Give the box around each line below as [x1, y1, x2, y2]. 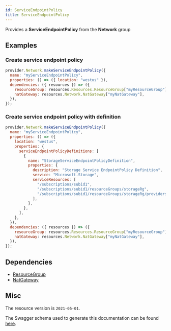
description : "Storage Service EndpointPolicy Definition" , [32, 168, 163, 173]
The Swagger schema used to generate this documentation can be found [5, 315, 159, 321]
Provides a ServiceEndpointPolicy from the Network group [5, 26, 131, 32]
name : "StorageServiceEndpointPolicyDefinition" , [27, 158, 136, 163]
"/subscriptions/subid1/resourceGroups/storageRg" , [37, 186, 149, 192]
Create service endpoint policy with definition [5, 113, 121, 121]
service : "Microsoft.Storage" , [32, 172, 99, 178]
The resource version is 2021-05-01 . [5, 305, 80, 311]
